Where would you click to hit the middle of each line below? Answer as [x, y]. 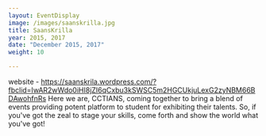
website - [24, 81]
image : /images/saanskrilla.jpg [62, 23]
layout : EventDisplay [44, 15]
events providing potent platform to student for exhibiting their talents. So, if [132, 107]
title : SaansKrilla [40, 30]
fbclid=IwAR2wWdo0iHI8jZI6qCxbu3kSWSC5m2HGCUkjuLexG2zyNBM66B [132, 90]
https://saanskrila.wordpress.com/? [99, 81]
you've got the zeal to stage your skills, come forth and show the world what [133, 115]
